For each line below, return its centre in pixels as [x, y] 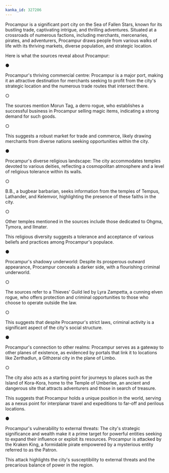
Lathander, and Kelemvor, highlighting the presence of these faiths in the [81, 196]
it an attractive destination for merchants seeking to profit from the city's [81, 80]
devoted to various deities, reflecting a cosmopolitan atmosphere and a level [85, 166]
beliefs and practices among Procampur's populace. [60, 242]
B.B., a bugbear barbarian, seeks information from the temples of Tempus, [82, 191]
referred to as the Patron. [32, 450]
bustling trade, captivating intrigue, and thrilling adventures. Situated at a [81, 30]
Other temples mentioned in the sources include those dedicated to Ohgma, [84, 221]
